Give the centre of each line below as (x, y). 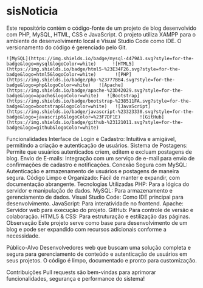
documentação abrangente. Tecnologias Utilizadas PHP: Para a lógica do (98, 184)
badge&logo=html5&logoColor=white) (51, 74)
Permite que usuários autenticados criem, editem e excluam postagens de (99, 152)
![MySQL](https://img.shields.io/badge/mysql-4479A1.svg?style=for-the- (100, 58)
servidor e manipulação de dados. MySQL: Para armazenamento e (90, 190)
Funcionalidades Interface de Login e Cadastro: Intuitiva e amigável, (91, 139)
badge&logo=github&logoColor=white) (53, 128)
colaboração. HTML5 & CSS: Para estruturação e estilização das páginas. (98, 216)
